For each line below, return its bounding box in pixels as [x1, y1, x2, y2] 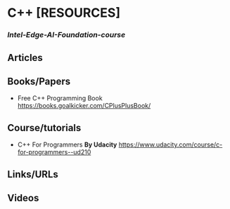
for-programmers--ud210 [17, 148, 91, 156]
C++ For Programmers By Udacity [17, 140, 117, 149]
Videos [7, 191, 39, 204]
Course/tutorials [7, 121, 82, 134]
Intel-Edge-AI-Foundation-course [7, 30, 126, 40]
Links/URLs [7, 168, 58, 180]
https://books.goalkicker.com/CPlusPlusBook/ [17, 102, 151, 110]
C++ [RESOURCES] [7, 5, 121, 21]
